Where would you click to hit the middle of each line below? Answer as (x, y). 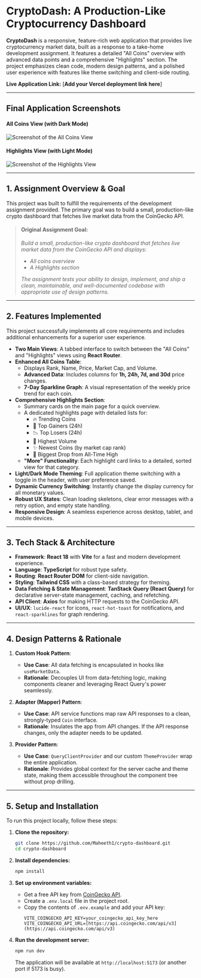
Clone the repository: (42, 832)
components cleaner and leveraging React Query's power (95, 684)
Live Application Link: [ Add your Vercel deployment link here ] (84, 84)
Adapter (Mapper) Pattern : (48, 702)
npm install (30, 871)
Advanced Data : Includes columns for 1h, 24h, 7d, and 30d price (104, 374)
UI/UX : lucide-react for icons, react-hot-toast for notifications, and (99, 608)
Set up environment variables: (53, 883)
